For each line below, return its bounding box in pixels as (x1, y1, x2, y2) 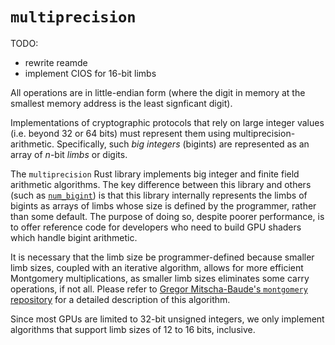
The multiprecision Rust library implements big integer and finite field (10, 168, 300, 180)
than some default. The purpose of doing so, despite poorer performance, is (10, 210, 325, 222)
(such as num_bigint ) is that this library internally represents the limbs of (10, 189, 308, 201)
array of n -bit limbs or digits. (10, 148, 128, 160)
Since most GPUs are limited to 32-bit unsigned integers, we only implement (10, 313, 325, 325)
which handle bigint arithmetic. (10, 231, 138, 243)
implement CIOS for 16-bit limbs (24, 67, 157, 79)
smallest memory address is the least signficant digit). (10, 97, 233, 109)
